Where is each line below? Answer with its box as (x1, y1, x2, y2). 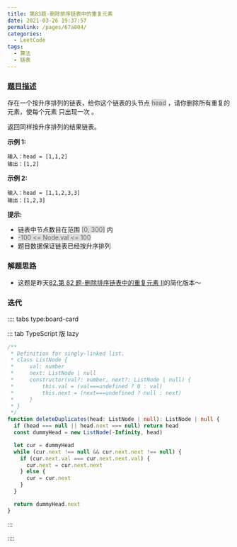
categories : (7, 30, 42, 38)
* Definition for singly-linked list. (10, 350, 125, 357)
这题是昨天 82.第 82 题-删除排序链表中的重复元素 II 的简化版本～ (17, 278, 202, 287)
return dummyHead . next (13, 500, 81, 507)
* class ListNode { (10, 356, 69, 363)
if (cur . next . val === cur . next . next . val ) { (20, 455, 151, 462)
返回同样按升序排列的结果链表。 (7, 123, 100, 131)
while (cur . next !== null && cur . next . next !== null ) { (13, 448, 182, 456)
